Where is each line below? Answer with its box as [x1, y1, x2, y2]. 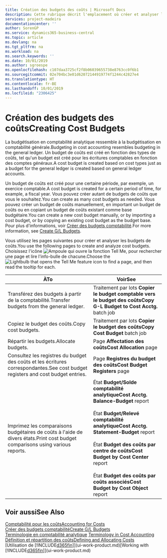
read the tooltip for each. [5, 264, 56, 270]
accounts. [5, 171, 26, 177]
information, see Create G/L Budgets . [5, 228, 82, 234]
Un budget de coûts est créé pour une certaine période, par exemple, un [5, 180, 154, 187]
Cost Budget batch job [93, 330, 147, 336]
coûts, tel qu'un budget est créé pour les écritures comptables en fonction [5, 155, 158, 161]
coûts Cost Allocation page [93, 344, 158, 351]
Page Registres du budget [93, 355, 156, 362]
